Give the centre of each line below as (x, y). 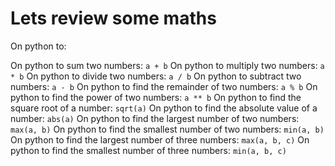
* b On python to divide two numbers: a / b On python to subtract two (156, 76)
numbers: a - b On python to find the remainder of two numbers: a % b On (164, 86)
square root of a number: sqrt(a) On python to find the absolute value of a (164, 108)
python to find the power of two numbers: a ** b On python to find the (156, 97)
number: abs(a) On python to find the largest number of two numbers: (155, 118)
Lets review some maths (113, 18)
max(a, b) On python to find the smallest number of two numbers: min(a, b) (167, 129)
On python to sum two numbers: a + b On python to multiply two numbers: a (167, 65)
